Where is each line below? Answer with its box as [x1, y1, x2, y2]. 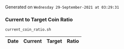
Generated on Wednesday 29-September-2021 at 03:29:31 [5, 4, 120, 10]
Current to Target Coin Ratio [5, 16, 73, 23]
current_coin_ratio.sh [5, 27, 51, 32]
